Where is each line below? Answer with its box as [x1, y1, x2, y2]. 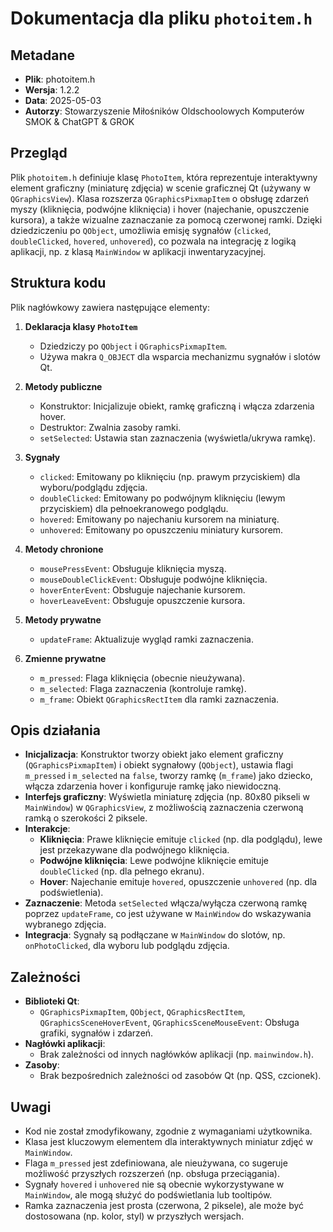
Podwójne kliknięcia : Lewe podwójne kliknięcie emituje [39, 855, 269, 867]
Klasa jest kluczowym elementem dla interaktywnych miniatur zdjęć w [24, 1136, 313, 1148]
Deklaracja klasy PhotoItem [24, 320, 138, 332]
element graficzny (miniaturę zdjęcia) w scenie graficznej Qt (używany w [10, 182, 311, 194]
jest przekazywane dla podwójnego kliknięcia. [39, 844, 230, 856]
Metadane [10, 47, 76, 64]
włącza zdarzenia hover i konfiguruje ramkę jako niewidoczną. [24, 780, 282, 792]
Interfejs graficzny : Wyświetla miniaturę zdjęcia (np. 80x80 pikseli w [24, 791, 310, 803]
